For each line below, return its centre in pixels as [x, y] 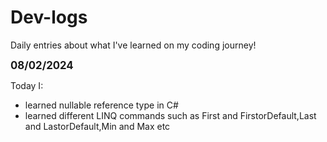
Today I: [27, 85]
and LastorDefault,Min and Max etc [97, 126]
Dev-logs [49, 17]
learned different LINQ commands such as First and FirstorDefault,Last [170, 115]
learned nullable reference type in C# [101, 105]
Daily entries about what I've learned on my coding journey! [133, 45]
